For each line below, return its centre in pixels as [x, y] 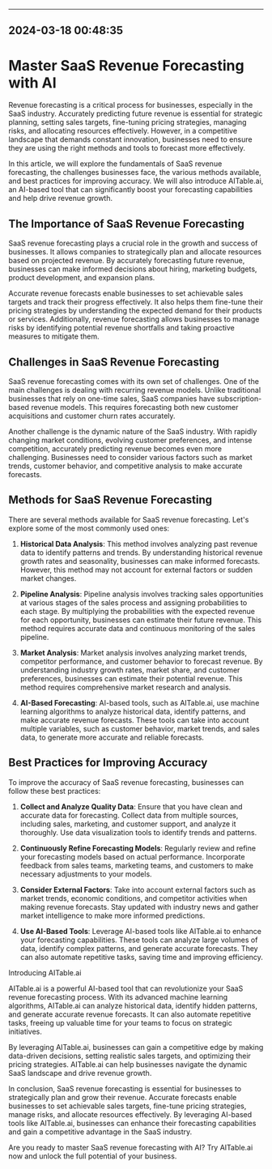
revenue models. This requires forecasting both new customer [135, 407]
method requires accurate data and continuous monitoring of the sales [138, 628]
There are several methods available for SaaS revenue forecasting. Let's [129, 519]
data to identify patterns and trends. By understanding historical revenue [141, 553]
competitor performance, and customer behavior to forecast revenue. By [141, 661]
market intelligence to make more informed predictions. [113, 915]
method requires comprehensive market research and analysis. [125, 687]
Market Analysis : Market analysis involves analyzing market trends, [134, 652]
